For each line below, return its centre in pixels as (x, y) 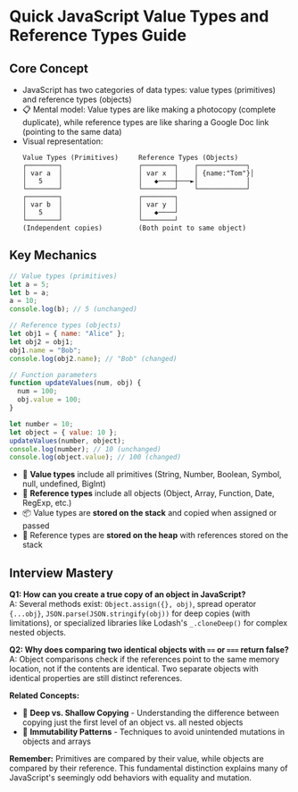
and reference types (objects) (77, 99)
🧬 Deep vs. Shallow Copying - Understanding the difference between (150, 713)
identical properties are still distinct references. (96, 678)
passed (36, 526)
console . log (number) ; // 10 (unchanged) (86, 449)
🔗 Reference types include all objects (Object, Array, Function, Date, (148, 493)
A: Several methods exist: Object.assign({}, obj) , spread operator (133, 604)
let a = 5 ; (29, 284)
